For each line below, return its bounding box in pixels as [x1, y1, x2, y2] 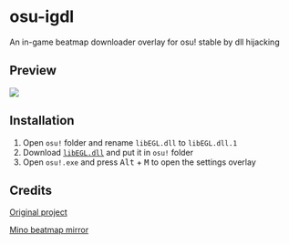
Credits [9, 182, 53, 198]
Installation [9, 113, 75, 128]
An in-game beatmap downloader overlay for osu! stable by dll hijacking [9, 36, 280, 47]
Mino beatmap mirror [9, 225, 89, 236]
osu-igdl [9, 6, 75, 27]
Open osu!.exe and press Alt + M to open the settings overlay [22, 157, 257, 168]
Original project [9, 207, 68, 218]
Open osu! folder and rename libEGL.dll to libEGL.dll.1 [22, 137, 238, 147]
